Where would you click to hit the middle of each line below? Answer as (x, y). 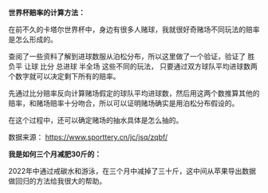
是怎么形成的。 (33, 39)
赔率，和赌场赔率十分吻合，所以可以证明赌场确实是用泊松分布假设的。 (124, 103)
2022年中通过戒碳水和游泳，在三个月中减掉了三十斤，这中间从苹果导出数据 (132, 171)
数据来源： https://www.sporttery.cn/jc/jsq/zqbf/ (88, 137)
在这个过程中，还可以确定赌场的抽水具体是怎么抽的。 (96, 120)
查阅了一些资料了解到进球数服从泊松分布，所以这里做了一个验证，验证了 (127, 56)
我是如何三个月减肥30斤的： (55, 154)
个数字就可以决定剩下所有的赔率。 (64, 76)
